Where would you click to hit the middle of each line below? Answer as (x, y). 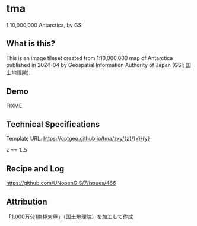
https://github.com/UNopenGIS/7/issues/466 (61, 183)
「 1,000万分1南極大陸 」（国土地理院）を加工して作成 (70, 217)
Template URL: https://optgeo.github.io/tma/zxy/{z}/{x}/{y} (78, 139)
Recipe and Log (35, 169)
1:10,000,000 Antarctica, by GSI (45, 25)
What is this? (31, 44)
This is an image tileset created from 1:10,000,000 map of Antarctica (90, 58)
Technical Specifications (53, 124)
